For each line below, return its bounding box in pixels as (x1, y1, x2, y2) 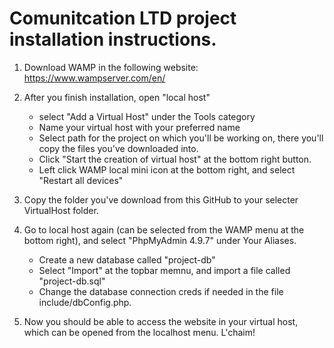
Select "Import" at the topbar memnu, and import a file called (38, 264, 291, 276)
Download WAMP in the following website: (23, 61, 199, 73)
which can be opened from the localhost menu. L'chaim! (23, 326, 256, 338)
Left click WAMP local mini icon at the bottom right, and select (38, 163, 296, 176)
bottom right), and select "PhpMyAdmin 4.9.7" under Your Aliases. (23, 234, 297, 246)
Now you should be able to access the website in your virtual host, (23, 315, 299, 327)
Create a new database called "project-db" (38, 253, 216, 266)
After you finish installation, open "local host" (23, 91, 211, 103)
